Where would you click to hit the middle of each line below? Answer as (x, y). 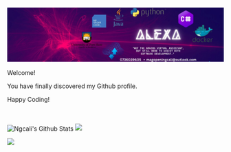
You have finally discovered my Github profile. (72, 86)
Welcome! (21, 72)
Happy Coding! (29, 99)
